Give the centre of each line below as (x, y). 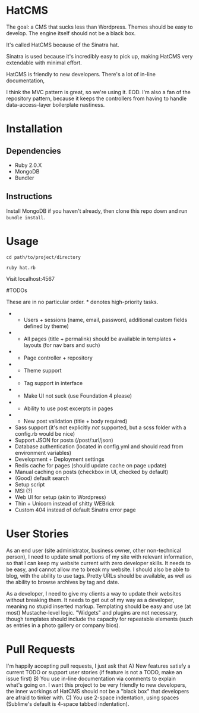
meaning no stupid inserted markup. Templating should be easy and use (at (99, 606)
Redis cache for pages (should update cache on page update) (91, 465)
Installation (34, 129)
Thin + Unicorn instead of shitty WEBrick (64, 503)
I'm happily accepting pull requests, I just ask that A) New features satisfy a (99, 666)
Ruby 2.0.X (28, 165)
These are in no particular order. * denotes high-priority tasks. (82, 302)
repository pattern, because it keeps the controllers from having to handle (97, 98)
